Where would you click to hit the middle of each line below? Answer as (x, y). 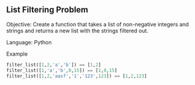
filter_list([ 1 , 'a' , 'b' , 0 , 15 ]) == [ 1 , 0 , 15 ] (62, 70)
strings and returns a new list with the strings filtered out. (78, 31)
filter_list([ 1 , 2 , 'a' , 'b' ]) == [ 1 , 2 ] (54, 65)
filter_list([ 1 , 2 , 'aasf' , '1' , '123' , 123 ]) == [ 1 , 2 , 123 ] (77, 76)
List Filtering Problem (47, 10)
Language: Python (29, 42)
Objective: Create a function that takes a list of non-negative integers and (97, 24)
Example (17, 54)
